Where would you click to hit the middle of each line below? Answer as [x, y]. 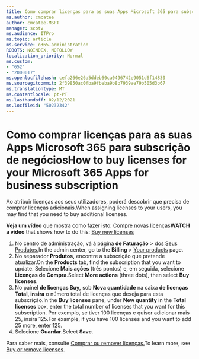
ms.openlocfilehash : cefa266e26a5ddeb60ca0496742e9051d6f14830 [86, 78]
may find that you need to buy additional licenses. [67, 214]
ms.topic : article [29, 39]
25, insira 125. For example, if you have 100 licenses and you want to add [103, 319]
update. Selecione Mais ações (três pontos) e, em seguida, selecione [99, 269]
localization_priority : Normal [45, 56]
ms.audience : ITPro [30, 34]
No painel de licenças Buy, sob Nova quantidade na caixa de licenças [101, 288]
